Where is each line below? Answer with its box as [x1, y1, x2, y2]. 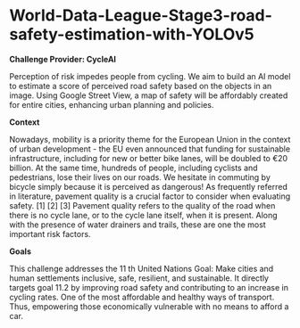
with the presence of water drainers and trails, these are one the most [9, 219, 266, 230]
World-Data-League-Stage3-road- [9, 5, 272, 26]
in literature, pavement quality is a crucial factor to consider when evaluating [9, 191, 291, 201]
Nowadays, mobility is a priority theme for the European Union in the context [9, 134, 291, 144]
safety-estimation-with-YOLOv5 [9, 24, 254, 45]
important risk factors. [9, 228, 91, 239]
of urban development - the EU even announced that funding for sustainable [9, 143, 291, 154]
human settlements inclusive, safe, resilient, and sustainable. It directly [9, 273, 270, 283]
